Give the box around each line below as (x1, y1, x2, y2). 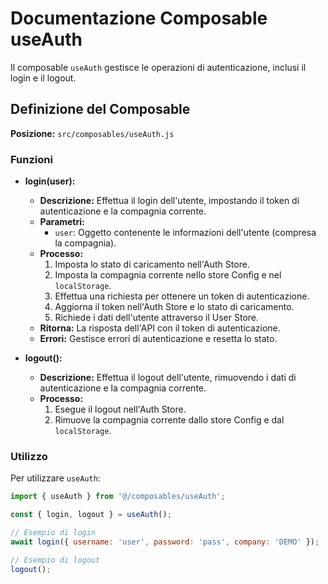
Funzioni (10, 152, 53, 166)
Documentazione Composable (10, 7, 268, 30)
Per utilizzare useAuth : (10, 472, 101, 484)
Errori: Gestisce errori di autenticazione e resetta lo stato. (39, 333, 278, 345)
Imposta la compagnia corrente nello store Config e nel (54, 269, 282, 281)
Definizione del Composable (10, 101, 191, 118)
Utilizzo (10, 449, 48, 463)
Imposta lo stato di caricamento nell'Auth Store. (54, 258, 250, 271)
